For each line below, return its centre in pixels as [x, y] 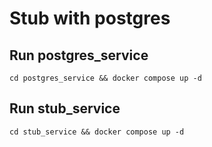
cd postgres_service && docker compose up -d [105, 78]
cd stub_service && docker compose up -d [97, 132]
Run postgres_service [79, 55]
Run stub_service [65, 108]
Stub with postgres [90, 18]
